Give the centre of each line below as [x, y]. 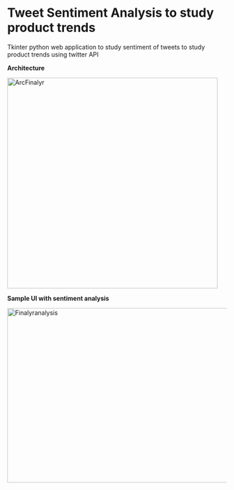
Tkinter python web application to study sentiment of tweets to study [106, 47]
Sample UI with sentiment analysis [58, 298]
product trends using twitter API [53, 54]
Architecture [26, 68]
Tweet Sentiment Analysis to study [111, 13]
